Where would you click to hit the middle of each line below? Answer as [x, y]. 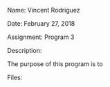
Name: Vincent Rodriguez [44, 10]
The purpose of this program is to [55, 64]
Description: [25, 50]
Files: [15, 77]
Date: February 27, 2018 [41, 23]
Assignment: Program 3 [41, 37]
